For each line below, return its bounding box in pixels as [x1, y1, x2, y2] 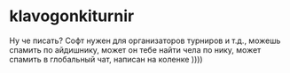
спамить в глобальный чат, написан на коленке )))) [9, 54, 203, 64]
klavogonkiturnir [9, 6, 135, 26]
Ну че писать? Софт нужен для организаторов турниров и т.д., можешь [9, 35, 281, 46]
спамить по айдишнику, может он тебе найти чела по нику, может [9, 44, 262, 55]
